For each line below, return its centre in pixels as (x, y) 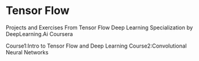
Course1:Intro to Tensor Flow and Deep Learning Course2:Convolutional (96, 46)
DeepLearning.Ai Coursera (39, 34)
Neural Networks (27, 52)
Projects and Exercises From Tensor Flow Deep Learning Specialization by (99, 27)
